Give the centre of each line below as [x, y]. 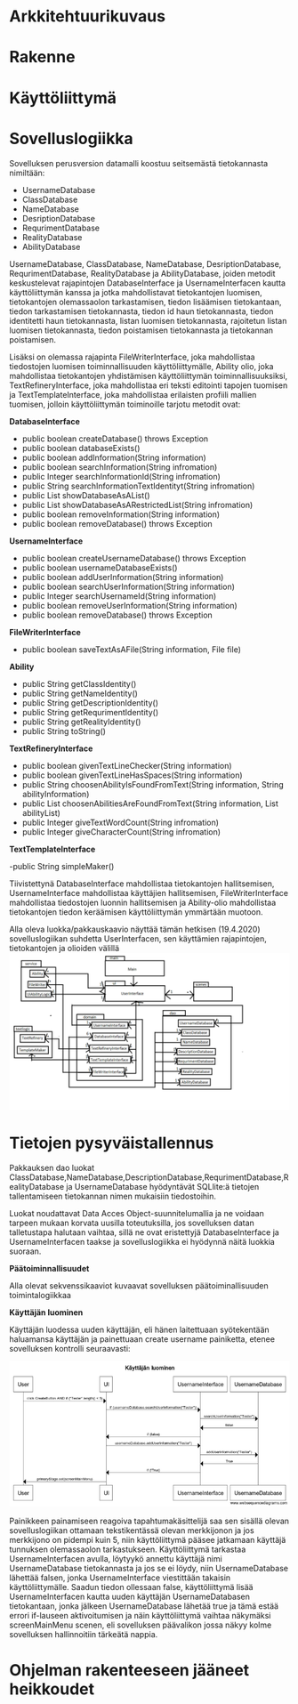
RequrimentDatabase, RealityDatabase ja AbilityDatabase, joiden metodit [142, 273]
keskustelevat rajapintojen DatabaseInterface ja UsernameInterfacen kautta [148, 283]
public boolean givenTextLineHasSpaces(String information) [132, 775]
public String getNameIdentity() [80, 693]
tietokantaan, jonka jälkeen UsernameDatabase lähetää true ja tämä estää [144, 1606]
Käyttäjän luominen [46, 1312]
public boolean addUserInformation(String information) [123, 577]
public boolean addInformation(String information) [114, 457]
